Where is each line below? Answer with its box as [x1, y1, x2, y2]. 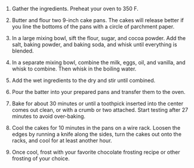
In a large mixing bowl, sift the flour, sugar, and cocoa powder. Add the [11, 35, 186, 41]
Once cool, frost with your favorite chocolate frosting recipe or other [11, 149, 180, 155]
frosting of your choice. [11, 155, 70, 162]
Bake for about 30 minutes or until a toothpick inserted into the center [11, 100, 184, 107]
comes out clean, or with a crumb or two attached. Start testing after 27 [11, 106, 189, 113]
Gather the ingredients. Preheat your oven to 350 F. [11, 5, 138, 12]
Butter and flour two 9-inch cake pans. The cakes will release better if [11, 17, 184, 23]
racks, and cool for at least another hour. [11, 137, 112, 144]
